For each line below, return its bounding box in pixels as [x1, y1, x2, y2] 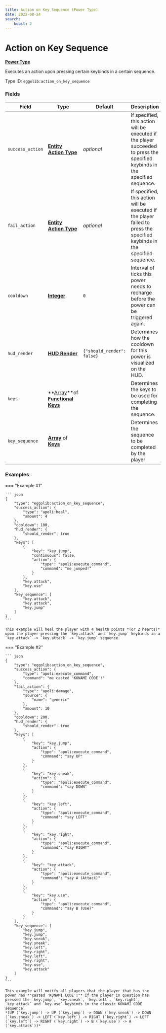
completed [130, 444, 156, 451]
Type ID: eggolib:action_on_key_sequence [5, 78, 90, 84]
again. [130, 320, 145, 327]
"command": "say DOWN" [40, 784, 87, 789]
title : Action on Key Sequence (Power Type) [5, 7, 98, 12]
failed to [130, 219, 150, 226]
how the [130, 335, 150, 342]
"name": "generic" [31, 697, 70, 702]
